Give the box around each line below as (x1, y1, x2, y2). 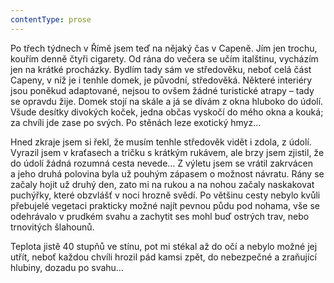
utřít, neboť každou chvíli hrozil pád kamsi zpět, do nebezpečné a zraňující (10, 251, 317, 263)
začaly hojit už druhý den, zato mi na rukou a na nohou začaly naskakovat (10, 178, 315, 190)
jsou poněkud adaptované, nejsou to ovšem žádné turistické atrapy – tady (10, 84, 315, 96)
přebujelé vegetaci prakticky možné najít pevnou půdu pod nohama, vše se (10, 199, 320, 211)
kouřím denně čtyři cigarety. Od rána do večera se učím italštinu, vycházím (10, 52, 319, 65)
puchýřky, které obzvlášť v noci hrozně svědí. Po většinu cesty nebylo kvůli (10, 189, 321, 201)
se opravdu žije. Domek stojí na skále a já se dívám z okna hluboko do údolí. (10, 95, 324, 107)
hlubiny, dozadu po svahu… (10, 261, 124, 273)
